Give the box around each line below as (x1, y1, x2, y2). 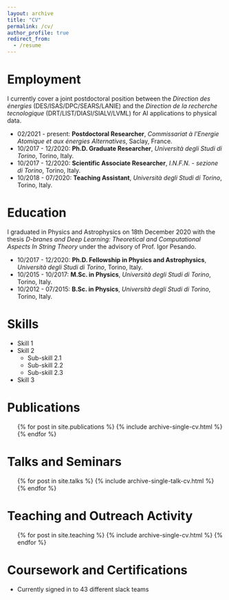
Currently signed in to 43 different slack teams (17, 585, 149, 593)
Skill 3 (17, 376, 35, 384)
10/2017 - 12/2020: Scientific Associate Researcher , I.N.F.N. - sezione (17, 159, 219, 167)
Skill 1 (17, 339, 34, 347)
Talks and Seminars (7, 453, 122, 469)
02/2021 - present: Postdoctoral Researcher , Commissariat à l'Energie (17, 129, 219, 138)
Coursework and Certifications (7, 562, 188, 578)
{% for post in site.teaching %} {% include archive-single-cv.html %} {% (17, 531, 223, 539)
